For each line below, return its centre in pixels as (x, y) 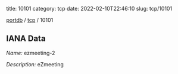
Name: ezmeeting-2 (31, 53)
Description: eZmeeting (35, 64)
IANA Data (26, 39)
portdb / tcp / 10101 (30, 20)
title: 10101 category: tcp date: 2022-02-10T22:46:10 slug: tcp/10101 (89, 9)
